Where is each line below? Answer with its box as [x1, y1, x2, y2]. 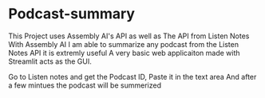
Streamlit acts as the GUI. [8, 57, 92, 66]
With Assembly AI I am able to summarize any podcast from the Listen [8, 39, 239, 49]
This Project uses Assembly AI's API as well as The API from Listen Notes [8, 31, 250, 41]
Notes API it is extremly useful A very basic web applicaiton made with [8, 48, 241, 57]
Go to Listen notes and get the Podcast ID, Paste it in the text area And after [8, 72, 257, 81]
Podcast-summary [8, 5, 136, 23]
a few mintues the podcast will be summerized [8, 80, 162, 90]
